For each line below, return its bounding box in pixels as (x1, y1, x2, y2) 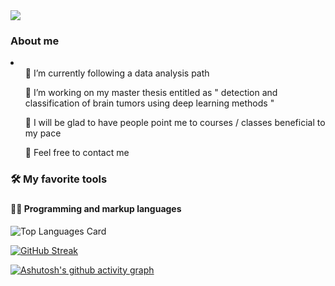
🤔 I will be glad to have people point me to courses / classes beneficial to (24, 117, 326, 129)
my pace (24, 127, 62, 139)
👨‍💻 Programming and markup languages (10, 203, 182, 215)
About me (10, 34, 60, 48)
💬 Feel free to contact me (24, 147, 130, 159)
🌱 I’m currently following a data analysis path (24, 67, 210, 79)
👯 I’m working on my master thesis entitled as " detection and (24, 87, 278, 99)
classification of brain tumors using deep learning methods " (24, 97, 275, 109)
